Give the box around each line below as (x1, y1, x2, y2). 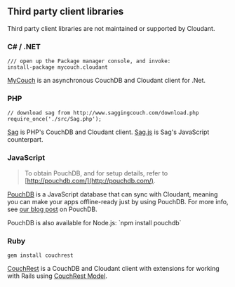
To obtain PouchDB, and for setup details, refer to (24, 168, 168, 178)
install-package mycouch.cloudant (7, 64, 109, 71)
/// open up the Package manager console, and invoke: (7, 58, 171, 65)
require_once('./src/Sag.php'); (7, 116, 102, 123)
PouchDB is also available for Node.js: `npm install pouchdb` (7, 218, 182, 227)
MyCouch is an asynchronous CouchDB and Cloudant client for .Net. (7, 76, 206, 85)
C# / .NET (7, 41, 41, 51)
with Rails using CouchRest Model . (7, 272, 107, 280)
